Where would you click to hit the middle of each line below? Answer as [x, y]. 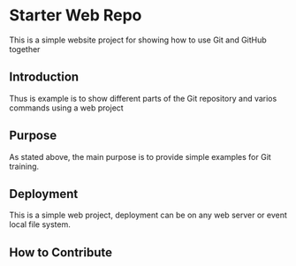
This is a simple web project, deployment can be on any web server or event [148, 215]
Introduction [44, 77]
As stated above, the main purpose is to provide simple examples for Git [140, 156]
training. [24, 166]
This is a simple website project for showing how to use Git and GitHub [138, 40]
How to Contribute [61, 252]
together [25, 49]
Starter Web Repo [76, 15]
